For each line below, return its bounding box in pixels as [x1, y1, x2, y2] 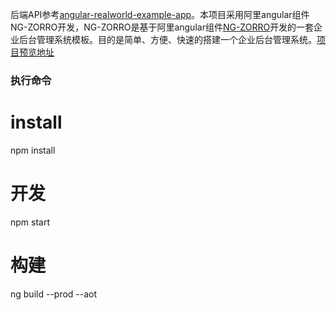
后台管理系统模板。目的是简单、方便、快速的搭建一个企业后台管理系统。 [18, 34, 317, 45]
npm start [10, 216, 51, 228]
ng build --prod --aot [10, 288, 98, 300]
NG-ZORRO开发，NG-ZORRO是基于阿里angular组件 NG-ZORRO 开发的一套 [10, 21, 315, 33]
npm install [10, 144, 56, 156]
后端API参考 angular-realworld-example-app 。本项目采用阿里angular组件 [10, 9, 310, 20]
